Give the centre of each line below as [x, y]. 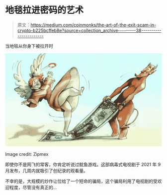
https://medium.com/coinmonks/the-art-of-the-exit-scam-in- [93, 25]
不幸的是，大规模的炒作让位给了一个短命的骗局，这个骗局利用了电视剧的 [79, 181]
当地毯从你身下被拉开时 [29, 46]
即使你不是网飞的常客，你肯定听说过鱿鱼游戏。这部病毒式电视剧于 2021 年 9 [83, 165]
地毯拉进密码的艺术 [44, 10]
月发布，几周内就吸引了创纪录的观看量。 [46, 171]
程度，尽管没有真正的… [33, 188]
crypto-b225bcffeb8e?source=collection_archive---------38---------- [89, 30]
